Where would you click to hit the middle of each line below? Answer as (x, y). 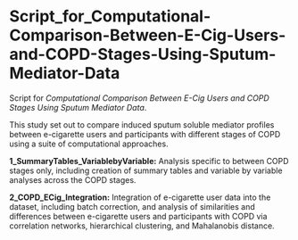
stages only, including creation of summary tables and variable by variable (146, 170)
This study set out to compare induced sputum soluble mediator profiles (142, 124)
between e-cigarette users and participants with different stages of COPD (145, 134)
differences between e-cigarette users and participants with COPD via (138, 216)
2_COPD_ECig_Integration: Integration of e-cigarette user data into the (140, 197)
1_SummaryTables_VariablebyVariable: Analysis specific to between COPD (149, 161)
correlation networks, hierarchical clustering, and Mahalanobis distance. (142, 226)
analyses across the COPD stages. (73, 179)
